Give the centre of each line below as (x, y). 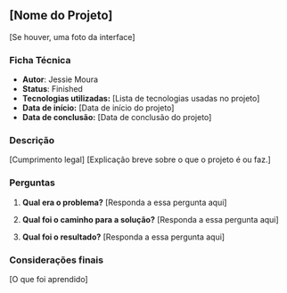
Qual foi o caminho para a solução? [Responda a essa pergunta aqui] (150, 219)
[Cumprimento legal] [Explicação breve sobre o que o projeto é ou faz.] (140, 159)
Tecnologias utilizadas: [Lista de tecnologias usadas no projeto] (141, 99)
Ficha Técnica (40, 60)
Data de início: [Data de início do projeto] (98, 108)
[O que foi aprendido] (49, 279)
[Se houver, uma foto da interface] (72, 37)
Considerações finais (57, 260)
